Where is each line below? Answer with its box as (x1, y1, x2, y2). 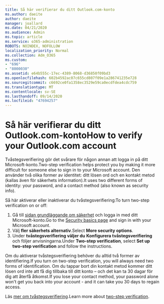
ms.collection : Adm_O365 (5, 52, 56, 58)
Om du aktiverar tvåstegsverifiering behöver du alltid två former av (5, 253, 140, 259)
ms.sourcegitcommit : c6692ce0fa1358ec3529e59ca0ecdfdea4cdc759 (5, 80, 137, 85)
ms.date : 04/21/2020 (5, 25, 47, 30)
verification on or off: (5, 203, 48, 208)
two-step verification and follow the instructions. (12, 243, 113, 249)
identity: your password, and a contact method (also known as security (5, 182, 148, 189)
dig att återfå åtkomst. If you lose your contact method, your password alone (5, 274, 159, 279)
